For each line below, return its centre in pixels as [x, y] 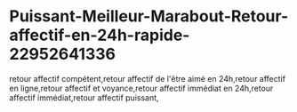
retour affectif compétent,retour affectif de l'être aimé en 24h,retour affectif [148, 78]
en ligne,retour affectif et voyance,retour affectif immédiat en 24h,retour [141, 88]
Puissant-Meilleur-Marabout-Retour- [149, 16]
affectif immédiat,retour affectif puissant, [84, 97]
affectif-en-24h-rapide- [100, 35]
